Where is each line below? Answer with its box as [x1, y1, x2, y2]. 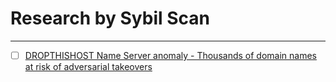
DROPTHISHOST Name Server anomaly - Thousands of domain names [24, 49, 317, 61]
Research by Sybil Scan [10, 7, 210, 30]
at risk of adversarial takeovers [24, 61, 153, 72]
